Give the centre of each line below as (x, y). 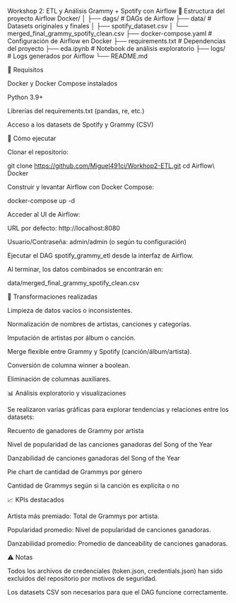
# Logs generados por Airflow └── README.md (78, 56)
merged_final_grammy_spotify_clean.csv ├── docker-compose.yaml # (110, 33)
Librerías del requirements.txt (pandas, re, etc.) (76, 111)
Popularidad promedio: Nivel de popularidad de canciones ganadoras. (109, 530)
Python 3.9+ (25, 97)
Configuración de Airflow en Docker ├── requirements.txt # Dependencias (117, 41)
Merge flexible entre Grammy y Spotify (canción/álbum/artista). (100, 351)
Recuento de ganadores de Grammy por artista (76, 431)
